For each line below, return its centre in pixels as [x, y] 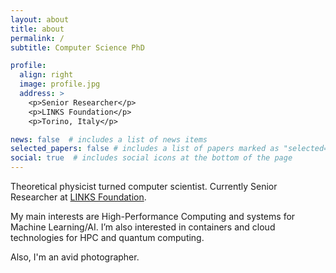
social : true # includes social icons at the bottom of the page [151, 158]
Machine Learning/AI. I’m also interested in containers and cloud [143, 227]
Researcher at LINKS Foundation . [78, 197]
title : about [37, 29]
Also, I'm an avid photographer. [75, 257]
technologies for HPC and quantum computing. [107, 237]
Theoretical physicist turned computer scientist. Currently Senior [144, 186]
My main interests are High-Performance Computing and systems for [153, 216]
